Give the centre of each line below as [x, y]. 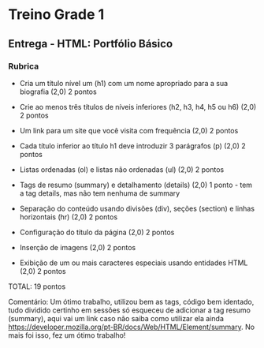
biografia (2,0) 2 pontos [58, 92]
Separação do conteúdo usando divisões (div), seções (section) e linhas [137, 208]
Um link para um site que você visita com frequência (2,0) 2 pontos [129, 130]
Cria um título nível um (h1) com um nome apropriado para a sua [124, 83]
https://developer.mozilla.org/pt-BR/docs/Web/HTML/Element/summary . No [131, 327]
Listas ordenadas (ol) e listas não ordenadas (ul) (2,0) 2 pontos [122, 169]
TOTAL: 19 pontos [37, 286]
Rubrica [24, 66]
